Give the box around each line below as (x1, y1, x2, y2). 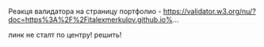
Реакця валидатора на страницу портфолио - (8, 7, 162, 16)
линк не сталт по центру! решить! (8, 31, 122, 39)
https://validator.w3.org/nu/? (163, 7, 256, 16)
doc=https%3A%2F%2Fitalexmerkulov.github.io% (8, 15, 173, 24)
